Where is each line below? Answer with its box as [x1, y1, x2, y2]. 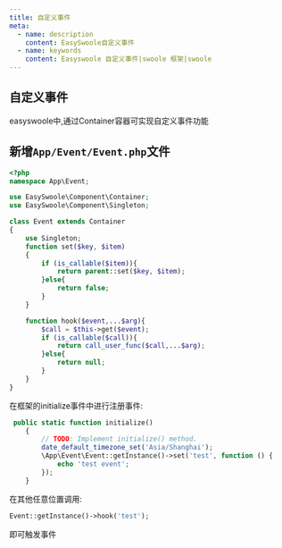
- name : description [17, 30, 94, 38]
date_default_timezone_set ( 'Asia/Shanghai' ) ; [41, 443, 214, 452]
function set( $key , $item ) [25, 242, 126, 251]
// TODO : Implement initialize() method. [41, 434, 198, 443]
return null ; [56, 358, 105, 367]
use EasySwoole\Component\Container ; [9, 193, 150, 202]
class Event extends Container [9, 217, 126, 226]
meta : [9, 21, 29, 30]
